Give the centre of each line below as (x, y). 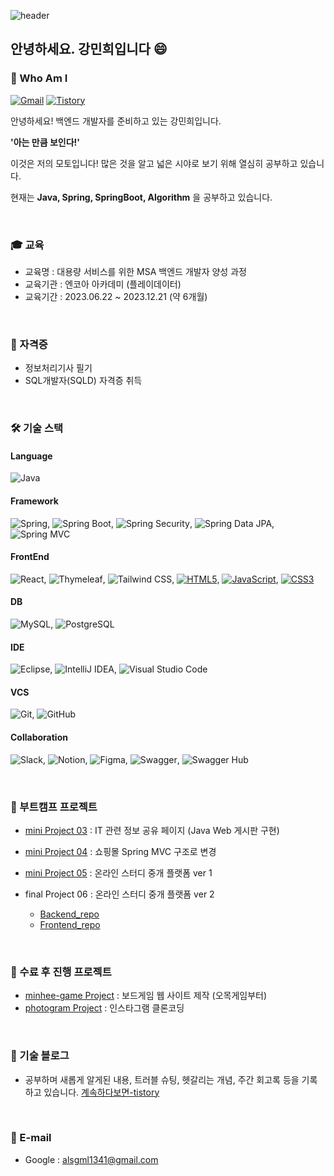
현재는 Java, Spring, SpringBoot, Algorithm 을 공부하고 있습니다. (141, 197)
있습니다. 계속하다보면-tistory (101, 1092)
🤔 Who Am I (39, 78)
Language (31, 456)
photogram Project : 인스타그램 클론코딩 (104, 1008)
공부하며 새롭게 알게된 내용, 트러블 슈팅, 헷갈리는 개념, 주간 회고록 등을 (162, 1079)
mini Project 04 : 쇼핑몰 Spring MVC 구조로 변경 (120, 851)
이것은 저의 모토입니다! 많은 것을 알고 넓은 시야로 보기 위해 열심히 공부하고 (154, 163)
